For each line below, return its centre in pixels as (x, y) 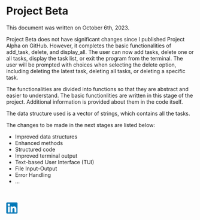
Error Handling (33, 174)
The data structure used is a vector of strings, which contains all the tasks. (98, 113)
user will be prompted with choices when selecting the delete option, (91, 65)
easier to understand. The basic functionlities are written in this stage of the (100, 95)
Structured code (35, 149)
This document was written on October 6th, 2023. (68, 28)
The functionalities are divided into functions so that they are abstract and (97, 89)
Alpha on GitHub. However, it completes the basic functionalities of (89, 46)
